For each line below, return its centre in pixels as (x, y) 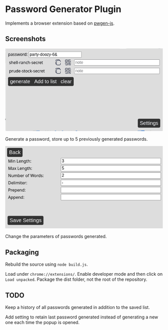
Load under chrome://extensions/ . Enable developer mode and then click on (84, 274)
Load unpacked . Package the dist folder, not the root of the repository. (76, 279)
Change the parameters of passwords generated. (56, 237)
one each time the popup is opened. (42, 322)
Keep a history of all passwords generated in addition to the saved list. (77, 307)
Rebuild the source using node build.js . (47, 264)
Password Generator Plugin (63, 9)
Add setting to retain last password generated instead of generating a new (82, 317)
